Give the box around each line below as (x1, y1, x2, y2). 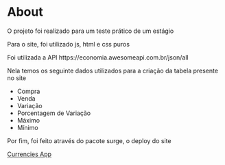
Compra (16, 87, 40, 95)
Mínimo (16, 123, 39, 131)
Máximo (16, 116, 40, 124)
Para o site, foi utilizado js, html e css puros (7, 40, 130, 48)
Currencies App (7, 150, 52, 158)
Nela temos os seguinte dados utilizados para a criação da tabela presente (7, 66, 218, 75)
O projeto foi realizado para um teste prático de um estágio (7, 27, 174, 35)
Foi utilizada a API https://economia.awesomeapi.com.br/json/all (7, 53, 189, 62)
